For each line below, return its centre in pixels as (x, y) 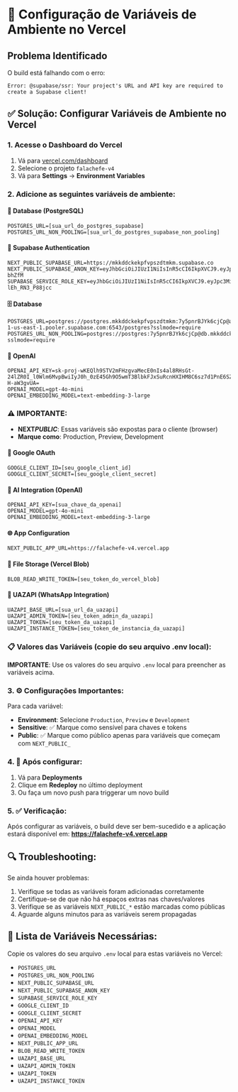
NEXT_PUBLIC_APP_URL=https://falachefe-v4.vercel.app (89, 548)
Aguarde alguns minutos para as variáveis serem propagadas (107, 914)
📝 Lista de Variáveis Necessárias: (83, 937)
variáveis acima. (31, 672)
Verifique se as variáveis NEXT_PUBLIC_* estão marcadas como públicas (121, 906)
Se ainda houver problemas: (49, 878)
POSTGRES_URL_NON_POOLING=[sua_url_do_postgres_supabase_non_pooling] (114, 232)
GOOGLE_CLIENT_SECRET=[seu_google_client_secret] (82, 474)
